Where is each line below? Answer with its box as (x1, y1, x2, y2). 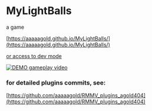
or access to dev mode (6, 52, 62, 59)
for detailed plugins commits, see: (6, 78, 106, 86)
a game (6, 23, 25, 31)
